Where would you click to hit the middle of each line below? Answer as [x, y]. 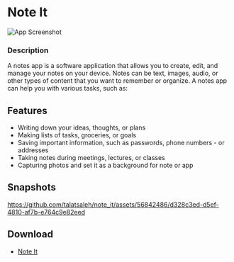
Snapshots [32, 187]
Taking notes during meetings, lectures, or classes [91, 158]
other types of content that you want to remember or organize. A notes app [117, 81]
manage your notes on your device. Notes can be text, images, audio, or [113, 73]
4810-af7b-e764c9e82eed [46, 212]
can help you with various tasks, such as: [67, 89]
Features [27, 110]
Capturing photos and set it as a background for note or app [105, 165]
